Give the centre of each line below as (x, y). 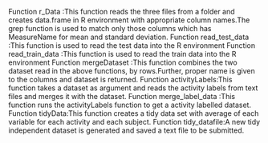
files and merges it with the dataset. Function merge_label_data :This (122, 96)
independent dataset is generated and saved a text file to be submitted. (126, 130)
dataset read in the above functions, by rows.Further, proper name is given (132, 71)
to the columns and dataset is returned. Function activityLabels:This (120, 79)
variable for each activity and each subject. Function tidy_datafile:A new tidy (134, 122)
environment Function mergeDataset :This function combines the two (123, 62)
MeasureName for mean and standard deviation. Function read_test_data (129, 37)
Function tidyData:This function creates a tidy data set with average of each (134, 113)
